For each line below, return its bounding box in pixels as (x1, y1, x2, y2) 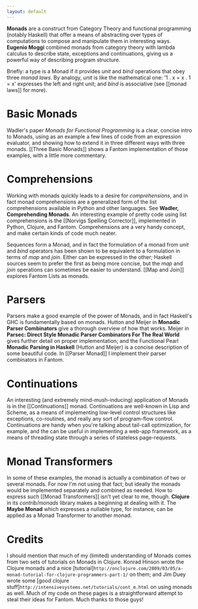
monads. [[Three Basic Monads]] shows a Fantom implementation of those (6, 145, 188, 152)
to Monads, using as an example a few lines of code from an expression (6, 133, 181, 140)
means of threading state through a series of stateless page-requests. (6, 434, 177, 441)
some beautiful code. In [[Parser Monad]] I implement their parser (6, 350, 167, 357)
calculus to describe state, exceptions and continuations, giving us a (6, 50, 173, 57)
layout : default (6, 8, 47, 15)
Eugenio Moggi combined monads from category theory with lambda (6, 44, 176, 51)
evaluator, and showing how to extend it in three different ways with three (6, 139, 185, 146)
